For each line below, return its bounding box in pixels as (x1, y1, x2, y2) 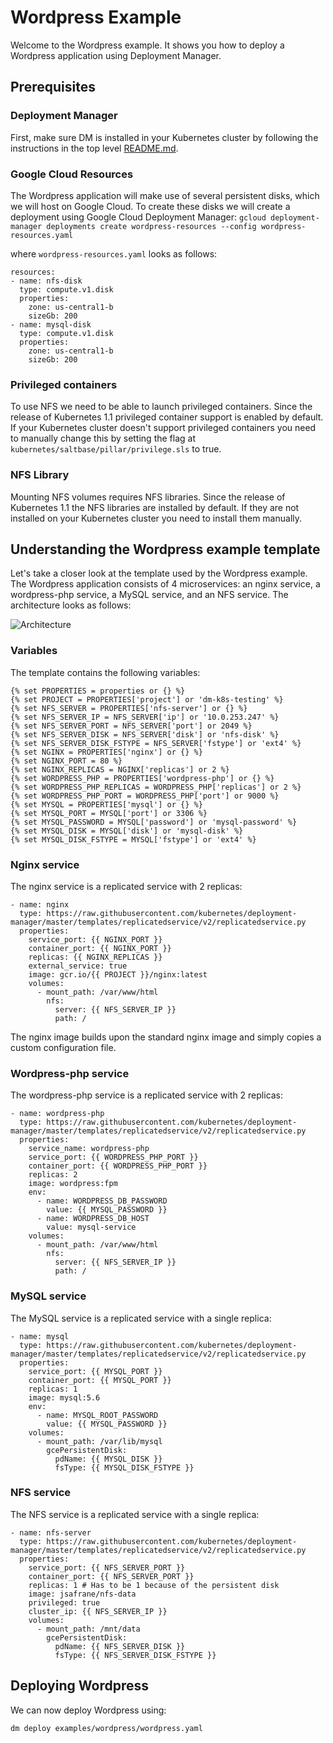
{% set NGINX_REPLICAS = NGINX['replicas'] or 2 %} (10, 764, 230, 775)
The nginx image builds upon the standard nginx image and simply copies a (10, 1031, 322, 1043)
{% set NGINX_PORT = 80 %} (10, 756, 123, 766)
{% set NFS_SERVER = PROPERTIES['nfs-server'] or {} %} (10, 703, 248, 713)
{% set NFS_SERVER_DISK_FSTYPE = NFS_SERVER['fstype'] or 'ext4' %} (10, 738, 302, 748)
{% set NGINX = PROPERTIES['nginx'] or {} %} (10, 747, 203, 757)
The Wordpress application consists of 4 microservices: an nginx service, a (10, 578, 321, 590)
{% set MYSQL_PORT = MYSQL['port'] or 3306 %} (10, 808, 208, 818)
